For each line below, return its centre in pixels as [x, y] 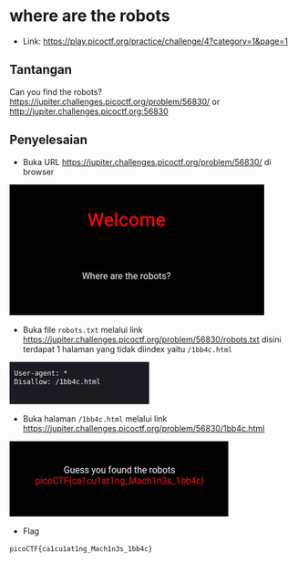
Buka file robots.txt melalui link [82, 329]
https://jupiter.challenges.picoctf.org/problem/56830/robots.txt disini [152, 339]
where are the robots [90, 16]
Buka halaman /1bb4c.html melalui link [95, 418]
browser [38, 172]
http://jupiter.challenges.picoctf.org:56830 [89, 111]
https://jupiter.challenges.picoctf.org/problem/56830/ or [115, 101]
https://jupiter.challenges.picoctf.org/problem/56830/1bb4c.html [144, 428]
